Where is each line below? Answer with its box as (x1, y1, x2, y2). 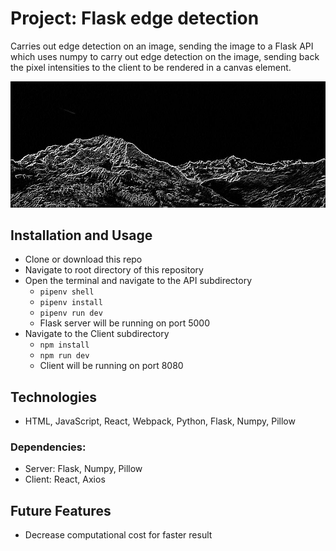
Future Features (10, 502, 112, 519)
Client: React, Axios (24, 473, 106, 486)
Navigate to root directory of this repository (24, 264, 204, 276)
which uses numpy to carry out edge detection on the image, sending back (10, 50, 320, 62)
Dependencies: (10, 440, 87, 454)
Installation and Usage (10, 227, 153, 244)
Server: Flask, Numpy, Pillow (24, 463, 143, 475)
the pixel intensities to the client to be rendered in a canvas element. (10, 61, 292, 73)
